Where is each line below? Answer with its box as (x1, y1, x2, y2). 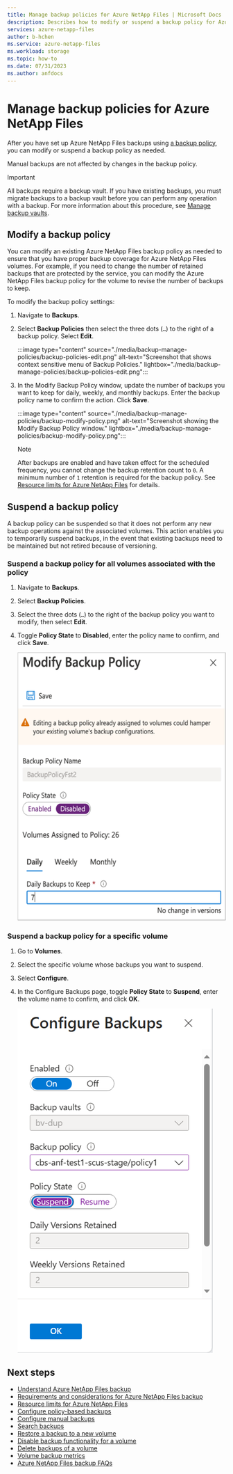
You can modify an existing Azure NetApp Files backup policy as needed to (7, 247, 223, 255)
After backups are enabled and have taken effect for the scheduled (17, 459, 209, 467)
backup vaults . (7, 209, 50, 217)
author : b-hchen (7, 33, 54, 40)
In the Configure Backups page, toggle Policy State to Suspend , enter (17, 988, 218, 996)
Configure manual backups (17, 1415, 95, 1423)
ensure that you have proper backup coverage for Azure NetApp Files (7, 255, 207, 263)
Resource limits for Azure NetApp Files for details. (17, 481, 160, 489)
